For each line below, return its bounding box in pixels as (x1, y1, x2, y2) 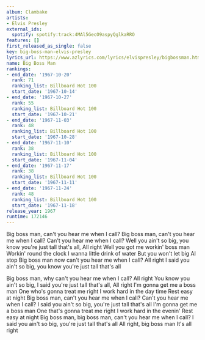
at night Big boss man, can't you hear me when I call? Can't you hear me (6, 294, 189, 301)
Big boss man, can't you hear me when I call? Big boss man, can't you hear (6, 231, 195, 238)
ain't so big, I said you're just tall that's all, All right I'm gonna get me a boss (6, 281, 196, 289)
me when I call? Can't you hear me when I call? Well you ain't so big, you (6, 237, 189, 245)
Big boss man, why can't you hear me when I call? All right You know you (6, 275, 190, 282)
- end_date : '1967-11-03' (6, 117, 72, 123)
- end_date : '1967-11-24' (6, 185, 72, 191)
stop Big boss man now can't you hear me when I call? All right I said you (6, 256, 190, 264)
